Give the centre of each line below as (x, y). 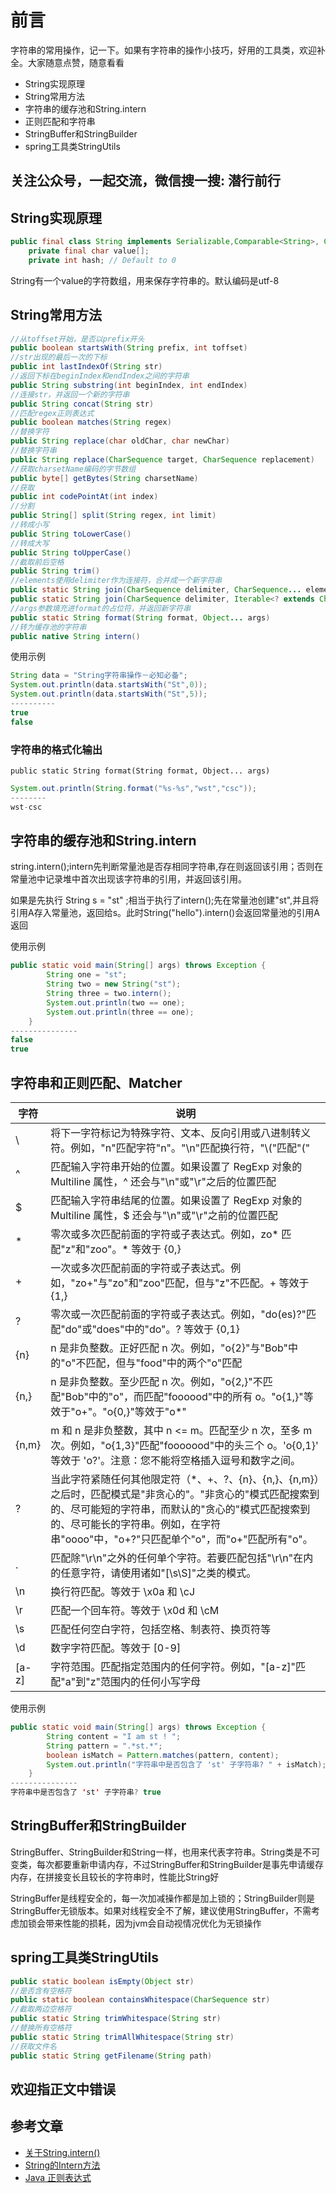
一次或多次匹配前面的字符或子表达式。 (141, 1268)
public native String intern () (75, 636)
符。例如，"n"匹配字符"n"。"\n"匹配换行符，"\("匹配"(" (180, 1148)
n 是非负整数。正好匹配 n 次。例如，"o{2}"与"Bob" (169, 1348)
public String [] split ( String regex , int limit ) (113, 516)
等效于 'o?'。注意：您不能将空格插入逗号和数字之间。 (175, 1460)
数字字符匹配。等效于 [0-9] (116, 1648)
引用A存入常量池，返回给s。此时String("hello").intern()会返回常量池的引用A (165, 913)
